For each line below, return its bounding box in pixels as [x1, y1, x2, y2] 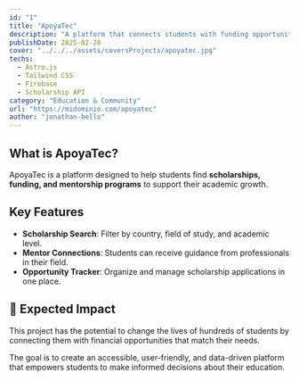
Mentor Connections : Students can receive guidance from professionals [21, 247, 290, 258]
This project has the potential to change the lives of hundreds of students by [9, 325, 289, 335]
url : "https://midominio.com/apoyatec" [9, 104, 158, 113]
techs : [9, 54, 34, 63]
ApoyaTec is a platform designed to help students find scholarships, [9, 169, 261, 179]
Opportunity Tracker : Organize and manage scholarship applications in [21, 266, 286, 277]
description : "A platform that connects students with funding [9, 29, 249, 38]
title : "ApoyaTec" [9, 21, 77, 30]
